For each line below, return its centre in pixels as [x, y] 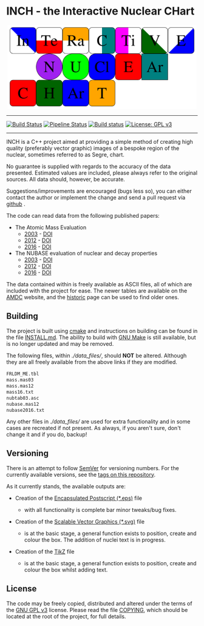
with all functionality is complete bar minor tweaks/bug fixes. [100, 510]
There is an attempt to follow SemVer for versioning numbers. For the [93, 468]
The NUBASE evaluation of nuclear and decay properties [86, 254]
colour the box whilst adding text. [66, 570]
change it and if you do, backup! [47, 434]
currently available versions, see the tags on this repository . [81, 474]
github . [16, 204]
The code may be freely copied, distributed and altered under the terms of [99, 603]
